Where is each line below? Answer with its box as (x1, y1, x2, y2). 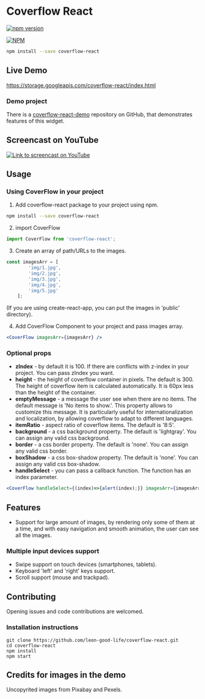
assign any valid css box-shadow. (15, 461, 101, 468)
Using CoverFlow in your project (6, 187, 104, 196)
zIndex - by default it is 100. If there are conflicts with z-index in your (15, 363, 189, 370)
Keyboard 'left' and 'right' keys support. (15, 567, 116, 575)
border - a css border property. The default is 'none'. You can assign (15, 441, 189, 448)
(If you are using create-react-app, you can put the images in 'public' (6, 304, 180, 312)
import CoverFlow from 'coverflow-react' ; (6, 236, 116, 243)
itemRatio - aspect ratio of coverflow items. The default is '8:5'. (15, 421, 175, 429)
